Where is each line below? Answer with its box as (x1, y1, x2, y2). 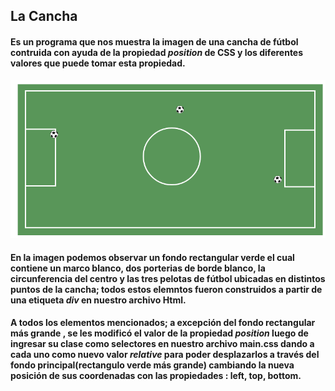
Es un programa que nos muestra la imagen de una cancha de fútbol (10, 35, 299, 48)
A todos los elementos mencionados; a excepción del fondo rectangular (10, 317, 316, 329)
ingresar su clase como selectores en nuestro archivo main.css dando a (10, 338, 315, 350)
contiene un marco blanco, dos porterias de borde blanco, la (10, 262, 266, 274)
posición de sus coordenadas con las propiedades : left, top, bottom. (10, 370, 302, 382)
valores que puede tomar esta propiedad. (10, 57, 186, 69)
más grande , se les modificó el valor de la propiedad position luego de (10, 327, 309, 339)
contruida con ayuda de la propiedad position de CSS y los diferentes (10, 46, 304, 58)
